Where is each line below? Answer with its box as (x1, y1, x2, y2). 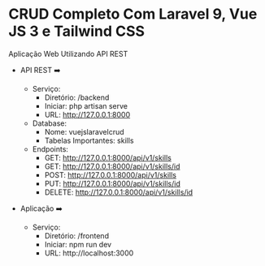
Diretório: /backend (44, 92, 110, 102)
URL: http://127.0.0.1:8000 (44, 109, 131, 119)
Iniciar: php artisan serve (44, 101, 128, 110)
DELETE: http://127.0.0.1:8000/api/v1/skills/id (44, 187, 193, 197)
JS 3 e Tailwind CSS (8, 22, 145, 41)
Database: (32, 118, 67, 128)
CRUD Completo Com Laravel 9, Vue (8, 5, 258, 24)
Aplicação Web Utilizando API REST (8, 49, 128, 58)
